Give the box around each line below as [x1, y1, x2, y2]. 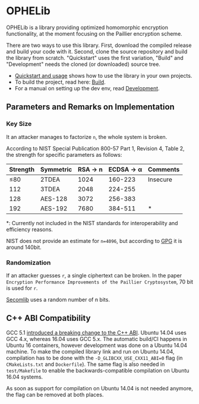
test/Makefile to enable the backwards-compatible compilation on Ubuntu [6, 367, 189, 374]
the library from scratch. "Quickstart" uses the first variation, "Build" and [6, 54, 184, 61]
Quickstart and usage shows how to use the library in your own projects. [14, 72, 192, 79]
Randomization [6, 258, 51, 267]
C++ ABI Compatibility [6, 313, 91, 323]
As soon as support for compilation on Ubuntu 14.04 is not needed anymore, [6, 384, 193, 392]
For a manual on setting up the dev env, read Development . [14, 84, 160, 91]
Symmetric [40, 165, 72, 173]
